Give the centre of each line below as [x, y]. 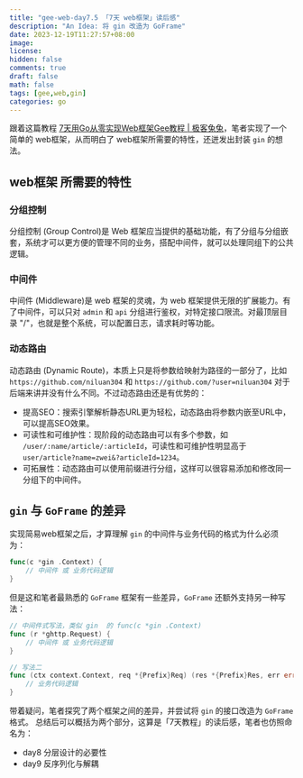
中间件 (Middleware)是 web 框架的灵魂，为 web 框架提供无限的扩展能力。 [146, 301]
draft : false [34, 77]
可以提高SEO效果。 [58, 423]
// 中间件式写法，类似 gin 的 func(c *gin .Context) [106, 626]
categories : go [38, 101]
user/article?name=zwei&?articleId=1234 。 [103, 457]
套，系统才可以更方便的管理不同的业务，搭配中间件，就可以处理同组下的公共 [151, 243]
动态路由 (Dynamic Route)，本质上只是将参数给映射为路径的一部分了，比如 [148, 370]
